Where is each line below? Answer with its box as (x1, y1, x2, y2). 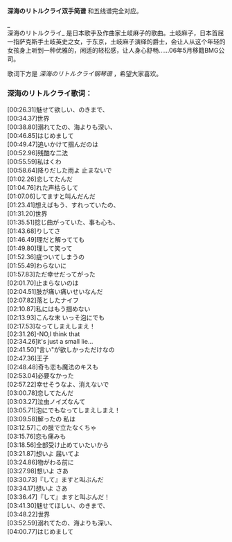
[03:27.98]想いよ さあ (7, 467, 69, 475)
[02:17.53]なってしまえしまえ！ (7, 322, 96, 331)
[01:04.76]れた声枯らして (7, 184, 78, 192)
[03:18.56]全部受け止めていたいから (7, 441, 109, 449)
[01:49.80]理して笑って (7, 244, 73, 252)
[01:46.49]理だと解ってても (7, 236, 85, 244)
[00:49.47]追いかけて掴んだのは (7, 140, 99, 148)
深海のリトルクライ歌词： (7, 88, 93, 98)
